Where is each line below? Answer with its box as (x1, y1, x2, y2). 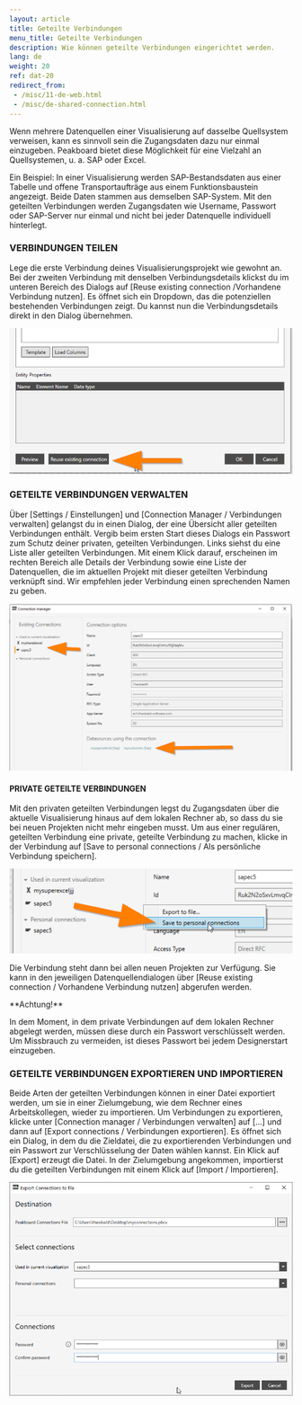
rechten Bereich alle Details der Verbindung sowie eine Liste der (9, 556, 247, 567)
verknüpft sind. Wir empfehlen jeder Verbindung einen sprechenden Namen (9, 575, 290, 586)
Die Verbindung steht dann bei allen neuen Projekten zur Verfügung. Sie (9, 962, 276, 973)
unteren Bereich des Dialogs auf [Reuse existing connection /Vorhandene (9, 281, 281, 292)
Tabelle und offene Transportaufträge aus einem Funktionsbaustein (9, 181, 259, 192)
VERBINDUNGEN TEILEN (9, 242, 119, 254)
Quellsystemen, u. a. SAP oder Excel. (9, 154, 147, 165)
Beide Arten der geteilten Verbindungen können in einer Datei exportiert (9, 1088, 276, 1098)
